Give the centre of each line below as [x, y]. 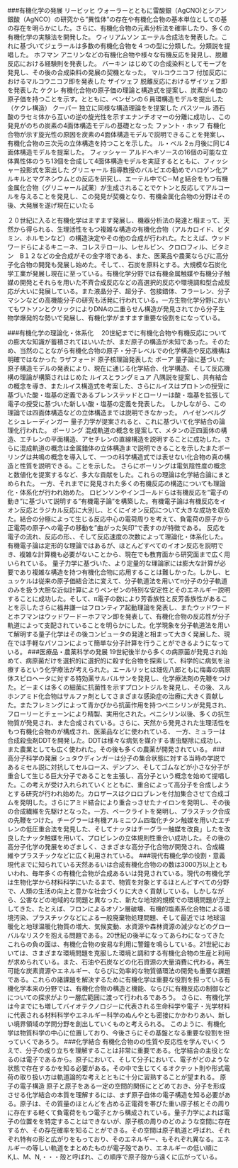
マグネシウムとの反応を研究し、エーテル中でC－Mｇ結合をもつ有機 [130, 179]
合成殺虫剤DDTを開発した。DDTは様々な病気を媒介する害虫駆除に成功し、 [116, 740]
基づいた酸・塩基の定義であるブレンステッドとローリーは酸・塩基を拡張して [119, 395]
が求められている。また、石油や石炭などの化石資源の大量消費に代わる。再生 [119, 962]
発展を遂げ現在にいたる [60, 205]
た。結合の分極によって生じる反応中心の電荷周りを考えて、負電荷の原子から [119, 519]
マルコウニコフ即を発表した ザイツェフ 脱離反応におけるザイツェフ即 [127, 81]
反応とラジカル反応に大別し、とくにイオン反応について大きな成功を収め [125, 510]
